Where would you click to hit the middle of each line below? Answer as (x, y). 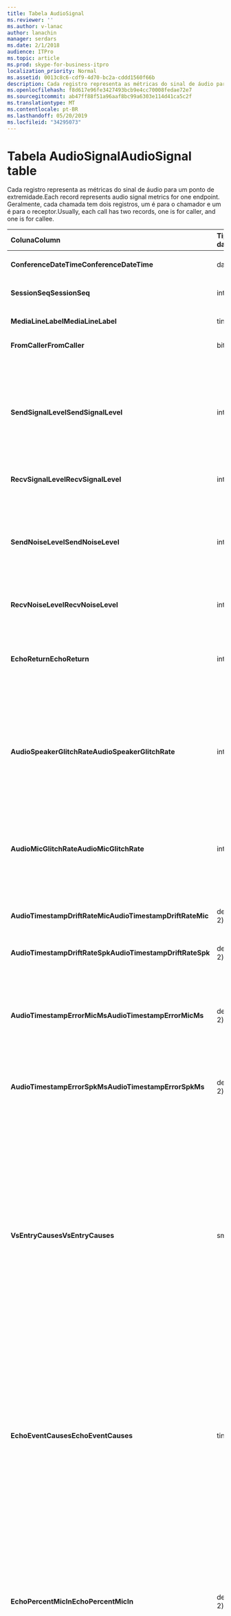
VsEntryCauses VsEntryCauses (63, 1236)
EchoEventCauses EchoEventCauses (71, 1436)
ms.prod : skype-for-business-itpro (58, 65)
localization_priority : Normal (52, 71)
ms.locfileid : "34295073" (44, 122)
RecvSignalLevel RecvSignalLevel (66, 480)
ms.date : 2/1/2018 (33, 45)
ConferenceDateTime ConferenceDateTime (82, 265)
